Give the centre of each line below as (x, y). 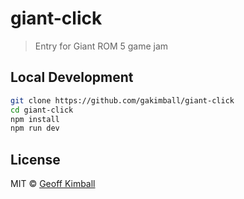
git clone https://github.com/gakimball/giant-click (122, 100)
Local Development (72, 77)
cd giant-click (42, 110)
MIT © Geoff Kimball (53, 184)
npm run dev (35, 128)
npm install (35, 119)
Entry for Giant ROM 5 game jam (101, 46)
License (35, 159)
